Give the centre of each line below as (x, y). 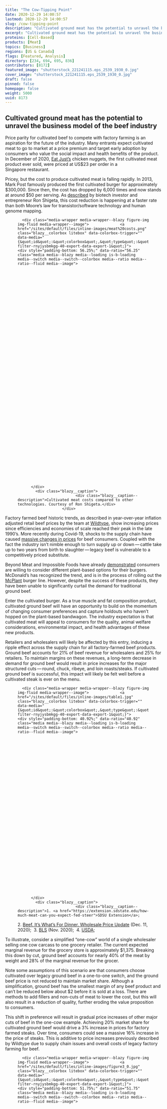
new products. (20, 633)
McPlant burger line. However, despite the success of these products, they (82, 580)
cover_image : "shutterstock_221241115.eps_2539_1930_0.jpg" (69, 75)
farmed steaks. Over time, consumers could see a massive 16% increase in (82, 1033)
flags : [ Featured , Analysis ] (35, 56)
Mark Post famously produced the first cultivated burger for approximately (81, 184)
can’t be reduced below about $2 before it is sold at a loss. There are (76, 991)
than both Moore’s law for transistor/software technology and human (75, 206)
